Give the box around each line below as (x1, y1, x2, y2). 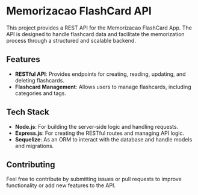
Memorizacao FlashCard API (6, 4, 152, 18)
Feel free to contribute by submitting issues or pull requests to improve (6, 176, 182, 183)
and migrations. (14, 142, 54, 149)
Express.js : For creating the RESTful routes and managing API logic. (14, 129, 185, 137)
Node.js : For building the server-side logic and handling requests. (14, 123, 179, 130)
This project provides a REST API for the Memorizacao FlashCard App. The (6, 24, 193, 31)
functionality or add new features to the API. (6, 182, 116, 189)
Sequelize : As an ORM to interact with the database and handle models (14, 135, 193, 143)
